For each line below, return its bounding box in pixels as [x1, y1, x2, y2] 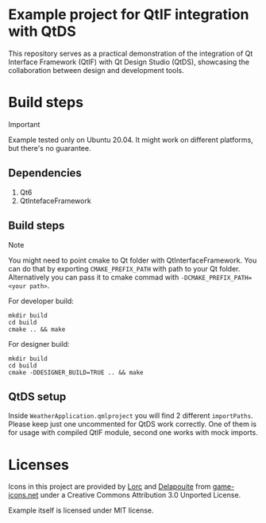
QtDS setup [8, 390, 67, 403]
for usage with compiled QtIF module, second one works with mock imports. [8, 428, 258, 437]
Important [8, 119, 40, 129]
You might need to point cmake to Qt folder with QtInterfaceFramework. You [8, 256, 257, 265]
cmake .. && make [8, 325, 66, 333]
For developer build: [8, 296, 74, 306]
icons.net [8, 490, 39, 500]
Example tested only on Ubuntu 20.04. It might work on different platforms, [8, 135, 254, 144]
